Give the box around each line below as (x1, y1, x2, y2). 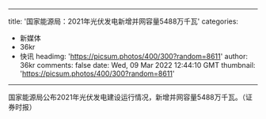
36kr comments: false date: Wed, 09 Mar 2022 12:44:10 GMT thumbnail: (19, 61, 256, 69)
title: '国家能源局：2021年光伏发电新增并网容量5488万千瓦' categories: (8, 17, 239, 26)
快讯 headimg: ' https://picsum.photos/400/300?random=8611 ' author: (19, 52, 248, 61)
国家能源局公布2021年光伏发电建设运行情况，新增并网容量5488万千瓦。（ (8, 92, 246, 102)
